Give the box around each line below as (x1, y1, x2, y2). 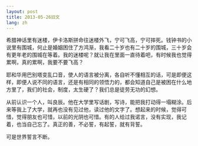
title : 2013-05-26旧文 (6, 14, 60, 20)
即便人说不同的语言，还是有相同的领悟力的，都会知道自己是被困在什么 (16, 79, 187, 86)
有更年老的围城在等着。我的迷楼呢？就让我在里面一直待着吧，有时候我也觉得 (6, 51, 192, 59)
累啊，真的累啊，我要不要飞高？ (6, 59, 84, 66)
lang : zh (6, 20, 28, 25)
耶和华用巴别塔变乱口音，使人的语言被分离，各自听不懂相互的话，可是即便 (6, 72, 187, 79)
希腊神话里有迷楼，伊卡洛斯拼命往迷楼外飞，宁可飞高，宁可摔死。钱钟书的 (6, 37, 187, 44)
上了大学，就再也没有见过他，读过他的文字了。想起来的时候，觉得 (21, 106, 181, 113)
